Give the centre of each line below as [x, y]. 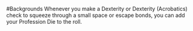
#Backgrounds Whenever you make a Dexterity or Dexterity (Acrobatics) [97, 9]
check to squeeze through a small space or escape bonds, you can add [96, 15]
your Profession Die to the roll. [44, 22]
